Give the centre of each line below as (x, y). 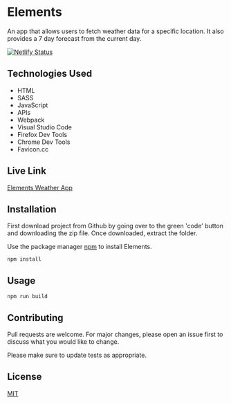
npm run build (28, 297)
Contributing (35, 318)
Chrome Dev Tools (44, 142)
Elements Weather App (40, 187)
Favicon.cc (33, 149)
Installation (32, 209)
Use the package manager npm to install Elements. (80, 247)
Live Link (27, 171)
